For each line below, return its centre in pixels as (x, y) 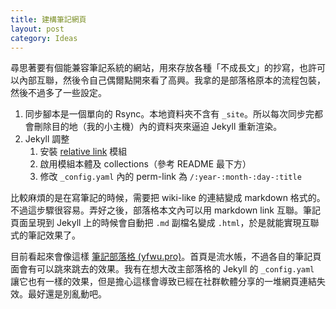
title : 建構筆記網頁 (48, 19)
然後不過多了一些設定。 (58, 93)
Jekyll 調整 (47, 139)
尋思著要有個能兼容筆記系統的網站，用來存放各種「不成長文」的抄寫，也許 (163, 68)
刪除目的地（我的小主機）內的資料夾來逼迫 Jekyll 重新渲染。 (158, 127)
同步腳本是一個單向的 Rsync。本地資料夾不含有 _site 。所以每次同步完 (169, 114)
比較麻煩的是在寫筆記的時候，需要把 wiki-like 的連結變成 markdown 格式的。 (168, 198)
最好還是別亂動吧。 (67, 294)
